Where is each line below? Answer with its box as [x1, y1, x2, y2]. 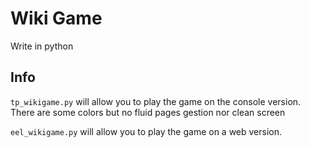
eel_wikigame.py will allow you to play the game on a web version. [10, 125, 283, 137]
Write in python [10, 40, 74, 52]
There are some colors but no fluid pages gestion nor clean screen [10, 106, 286, 118]
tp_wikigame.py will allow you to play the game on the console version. [10, 95, 302, 107]
